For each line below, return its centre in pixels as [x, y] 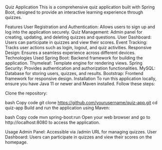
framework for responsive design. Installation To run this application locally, [81, 78]
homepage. [17, 142]
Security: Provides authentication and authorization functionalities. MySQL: [80, 68]
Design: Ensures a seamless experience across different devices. [71, 53]
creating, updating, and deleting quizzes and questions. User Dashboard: [78, 37]
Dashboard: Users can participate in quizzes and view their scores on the [79, 137]
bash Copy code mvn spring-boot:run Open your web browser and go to [78, 117]
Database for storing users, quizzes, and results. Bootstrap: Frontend [74, 73]
